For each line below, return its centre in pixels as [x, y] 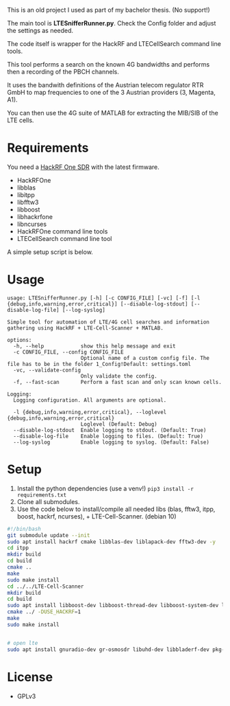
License [30, 677]
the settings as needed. [40, 31]
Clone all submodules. [48, 501]
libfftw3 [28, 202]
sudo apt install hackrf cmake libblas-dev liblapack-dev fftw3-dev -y [111, 542]
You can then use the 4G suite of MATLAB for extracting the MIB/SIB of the [113, 113]
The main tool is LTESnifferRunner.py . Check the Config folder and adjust [112, 23]
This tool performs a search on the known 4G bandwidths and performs [108, 64]
